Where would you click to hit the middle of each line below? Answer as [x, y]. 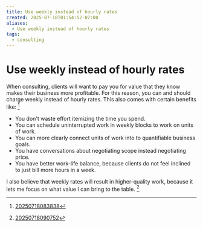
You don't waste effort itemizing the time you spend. [80, 118]
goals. [23, 144]
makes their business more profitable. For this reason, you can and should [98, 93]
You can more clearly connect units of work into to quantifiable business [105, 138]
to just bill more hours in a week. [55, 170]
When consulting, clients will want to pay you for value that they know [93, 86]
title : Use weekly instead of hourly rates [62, 12]
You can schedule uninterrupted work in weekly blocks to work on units [104, 125]
